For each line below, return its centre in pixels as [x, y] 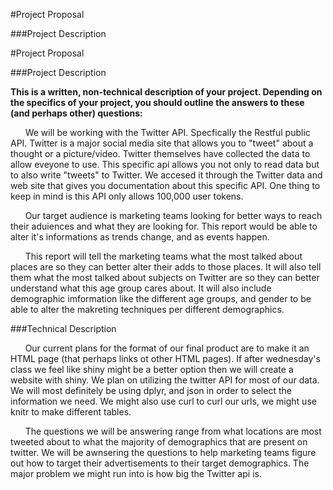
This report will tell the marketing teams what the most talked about [163, 256]
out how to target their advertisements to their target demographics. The [160, 463]
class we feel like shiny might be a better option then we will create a [152, 369]
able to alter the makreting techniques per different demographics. [147, 309]
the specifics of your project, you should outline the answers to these [157, 102]
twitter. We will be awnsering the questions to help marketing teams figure [163, 452]
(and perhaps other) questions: [76, 113]
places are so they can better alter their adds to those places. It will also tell [166, 267]
